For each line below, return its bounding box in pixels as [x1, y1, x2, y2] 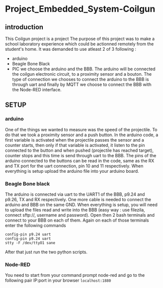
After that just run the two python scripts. [5, 249, 88, 255]
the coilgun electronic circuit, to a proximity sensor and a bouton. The [12, 71, 152, 77]
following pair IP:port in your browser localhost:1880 [5, 277, 111, 284]
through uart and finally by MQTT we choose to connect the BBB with [12, 82, 152, 87]
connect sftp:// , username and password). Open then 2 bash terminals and [5, 212, 155, 218]
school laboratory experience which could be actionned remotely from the [5, 41, 154, 47]
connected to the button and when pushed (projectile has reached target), [5, 147, 154, 153]
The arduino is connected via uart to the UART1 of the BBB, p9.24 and [5, 191, 145, 197]
